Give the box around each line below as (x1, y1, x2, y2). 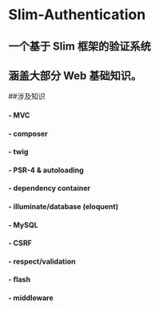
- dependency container (8, 184, 90, 193)
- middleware (8, 293, 54, 303)
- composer (8, 129, 48, 138)
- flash (8, 275, 30, 284)
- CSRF (8, 238, 32, 248)
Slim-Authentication (8, 6, 146, 24)
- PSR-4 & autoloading (8, 165, 84, 175)
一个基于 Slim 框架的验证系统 (8, 39, 152, 53)
